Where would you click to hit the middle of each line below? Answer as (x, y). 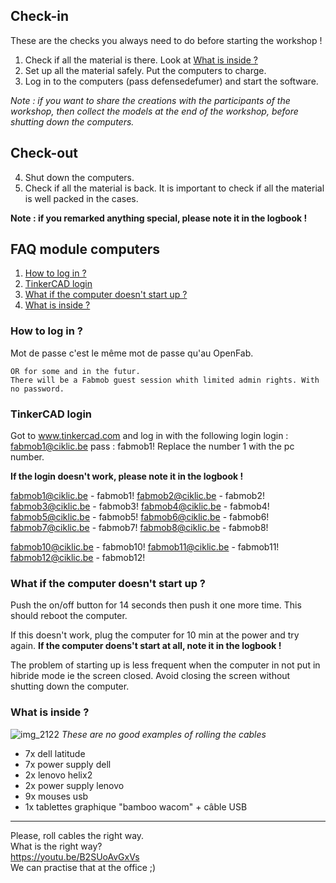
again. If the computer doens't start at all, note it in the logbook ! (146, 646)
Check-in (40, 16)
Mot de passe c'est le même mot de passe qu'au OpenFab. (132, 353)
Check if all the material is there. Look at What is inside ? (141, 60)
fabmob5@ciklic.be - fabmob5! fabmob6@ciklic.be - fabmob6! (140, 517)
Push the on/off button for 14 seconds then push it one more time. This (156, 605)
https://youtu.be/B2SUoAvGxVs (75, 856)
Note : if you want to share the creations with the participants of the (150, 100)
